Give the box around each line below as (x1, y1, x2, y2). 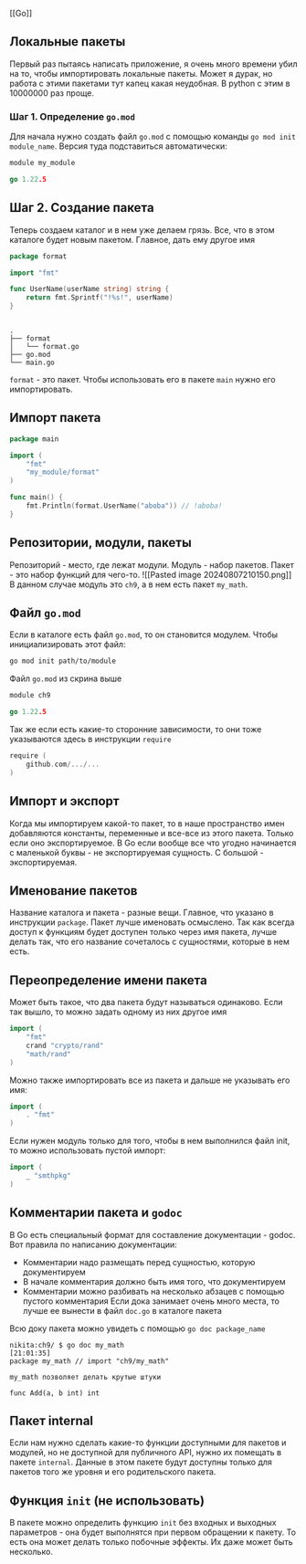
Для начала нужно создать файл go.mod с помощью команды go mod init (9, 131, 297, 142)
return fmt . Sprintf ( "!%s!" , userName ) (26, 293, 174, 302)
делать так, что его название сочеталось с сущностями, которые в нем (9, 936, 290, 948)
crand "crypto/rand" (26, 1041, 104, 1050)
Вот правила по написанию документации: (9, 1239, 178, 1250)
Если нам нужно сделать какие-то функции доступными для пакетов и (9, 1437, 287, 1448)
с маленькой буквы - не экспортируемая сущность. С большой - (9, 846, 265, 857)
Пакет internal (9, 1413, 94, 1428)
